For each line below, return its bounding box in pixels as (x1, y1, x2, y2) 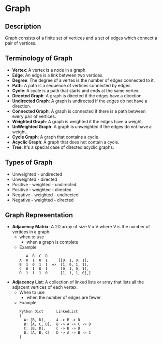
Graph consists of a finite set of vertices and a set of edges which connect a (5, 35, 157, 41)
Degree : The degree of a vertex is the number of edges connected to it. (12, 77, 155, 83)
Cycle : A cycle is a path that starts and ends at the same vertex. (12, 88, 140, 94)
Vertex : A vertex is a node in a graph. (12, 67, 87, 73)
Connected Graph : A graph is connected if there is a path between (12, 108, 146, 114)
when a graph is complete (26, 239, 78, 245)
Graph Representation (5, 211, 73, 219)
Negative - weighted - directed (12, 197, 74, 203)
